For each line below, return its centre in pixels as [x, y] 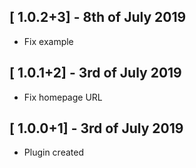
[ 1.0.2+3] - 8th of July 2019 [98, 17]
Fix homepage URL [63, 97]
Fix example [48, 41]
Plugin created [53, 152]
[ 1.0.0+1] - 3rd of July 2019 [96, 128]
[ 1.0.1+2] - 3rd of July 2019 [95, 73]
